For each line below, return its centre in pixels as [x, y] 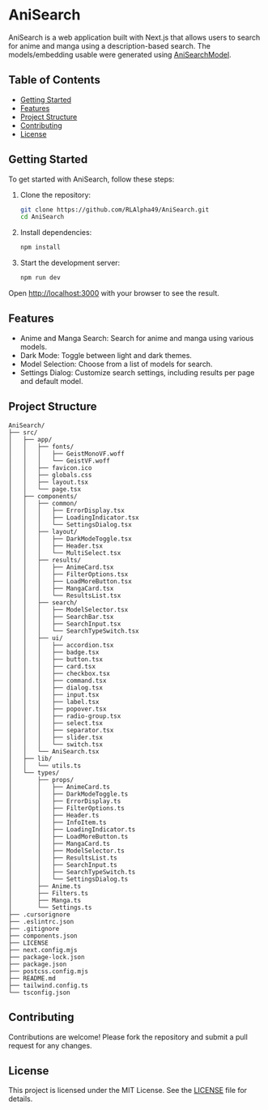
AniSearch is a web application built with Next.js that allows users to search [134, 37]
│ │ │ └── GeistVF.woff [60, 461]
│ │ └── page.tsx [45, 489]
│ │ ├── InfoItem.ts [57, 822]
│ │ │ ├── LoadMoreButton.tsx [70, 581]
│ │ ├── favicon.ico [50, 467]
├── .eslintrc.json [41, 921]
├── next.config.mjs [43, 950]
